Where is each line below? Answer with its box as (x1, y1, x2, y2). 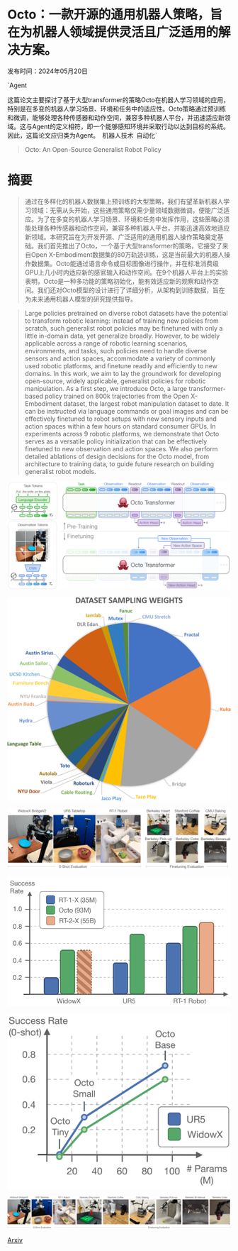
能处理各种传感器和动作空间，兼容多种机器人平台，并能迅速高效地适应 (24, 224, 230, 232)
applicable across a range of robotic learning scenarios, (24, 338, 188, 348)
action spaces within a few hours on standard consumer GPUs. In (24, 421, 216, 430)
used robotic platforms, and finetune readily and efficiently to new (24, 361, 218, 370)
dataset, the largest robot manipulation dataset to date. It (63, 399, 229, 408)
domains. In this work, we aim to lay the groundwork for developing (24, 369, 222, 377)
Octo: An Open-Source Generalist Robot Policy (24, 145, 161, 153)
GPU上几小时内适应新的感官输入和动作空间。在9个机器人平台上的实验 (24, 268, 229, 277)
